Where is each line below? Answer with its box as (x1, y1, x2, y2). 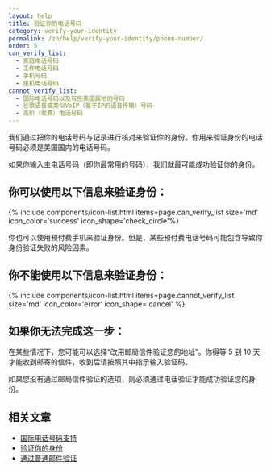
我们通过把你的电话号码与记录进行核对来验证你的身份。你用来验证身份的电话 (8, 132, 263, 142)
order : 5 (8, 42, 38, 50)
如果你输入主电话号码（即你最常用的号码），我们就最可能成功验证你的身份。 (8, 160, 260, 169)
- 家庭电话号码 (15, 57, 60, 65)
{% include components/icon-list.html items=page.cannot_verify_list (8, 290, 235, 300)
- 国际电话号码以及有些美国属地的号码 (15, 94, 125, 102)
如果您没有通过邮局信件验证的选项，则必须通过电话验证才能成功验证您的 (8, 374, 248, 384)
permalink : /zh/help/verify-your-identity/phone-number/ (8, 34, 204, 43)
